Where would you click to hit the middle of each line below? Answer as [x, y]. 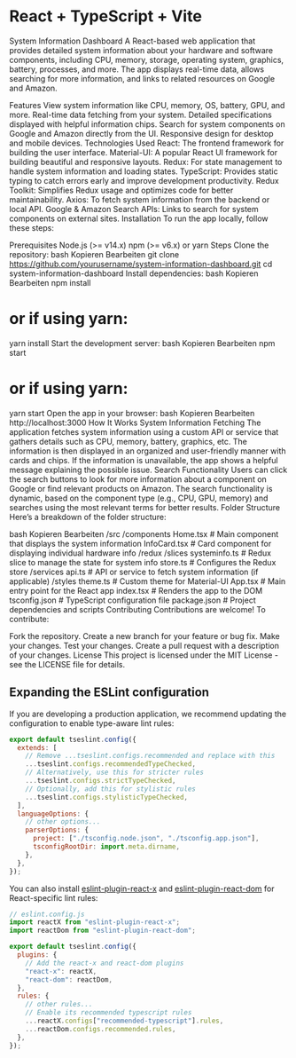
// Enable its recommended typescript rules [109, 1013]
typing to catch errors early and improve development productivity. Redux [144, 180]
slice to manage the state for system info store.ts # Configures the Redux [143, 562]
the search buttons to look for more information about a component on [138, 479]
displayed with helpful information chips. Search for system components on [147, 124]
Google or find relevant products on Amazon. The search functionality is [141, 488]
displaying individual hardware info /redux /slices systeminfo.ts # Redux [140, 553]
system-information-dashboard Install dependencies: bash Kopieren [134, 273]
